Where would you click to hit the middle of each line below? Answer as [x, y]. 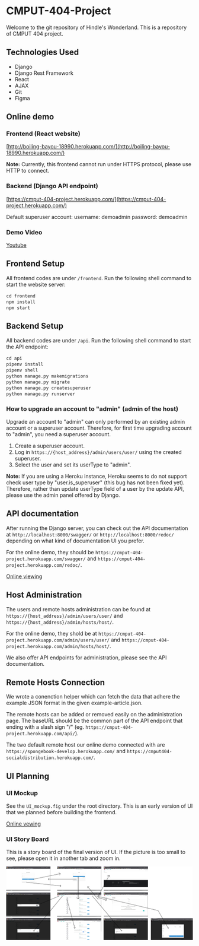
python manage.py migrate [38, 382]
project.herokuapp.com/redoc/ [44, 565]
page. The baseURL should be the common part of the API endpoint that [94, 721]
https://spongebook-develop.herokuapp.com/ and [66, 751]
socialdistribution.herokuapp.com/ [50, 758]
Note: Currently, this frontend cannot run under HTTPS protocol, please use [99, 164]
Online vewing [24, 824]
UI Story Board [28, 839]
